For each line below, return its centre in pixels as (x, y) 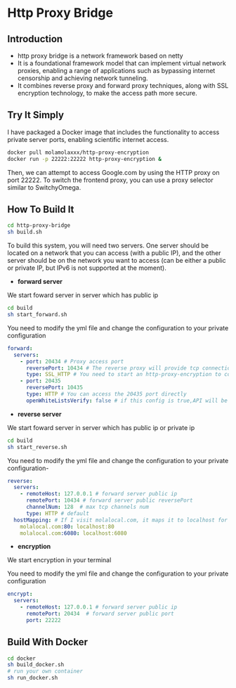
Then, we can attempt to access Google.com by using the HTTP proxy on (113, 172)
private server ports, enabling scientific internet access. (88, 139)
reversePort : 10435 (54, 388)
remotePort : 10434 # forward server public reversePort (109, 500)
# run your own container (45, 671)
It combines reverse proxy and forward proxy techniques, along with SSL (123, 85)
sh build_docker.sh (36, 665)
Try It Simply (36, 115)
